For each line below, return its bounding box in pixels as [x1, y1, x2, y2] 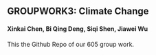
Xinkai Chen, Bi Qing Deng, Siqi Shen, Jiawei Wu [7, 24, 148, 33]
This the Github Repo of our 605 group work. [7, 40, 135, 48]
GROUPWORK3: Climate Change [7, 5, 149, 17]
